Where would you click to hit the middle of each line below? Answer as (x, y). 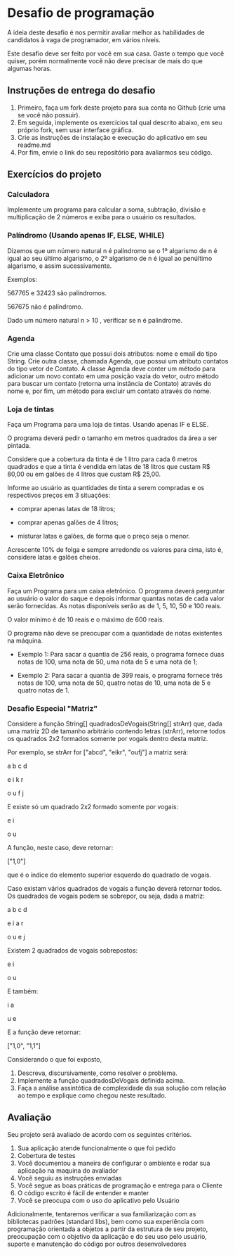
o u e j (16, 937)
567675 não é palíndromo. (45, 307)
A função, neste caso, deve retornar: (60, 847)
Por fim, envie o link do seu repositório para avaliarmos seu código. (115, 152)
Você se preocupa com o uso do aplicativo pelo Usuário (99, 1200)
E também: (23, 991)
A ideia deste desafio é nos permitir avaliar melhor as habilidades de (106, 32)
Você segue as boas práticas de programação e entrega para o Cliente (120, 1185)
